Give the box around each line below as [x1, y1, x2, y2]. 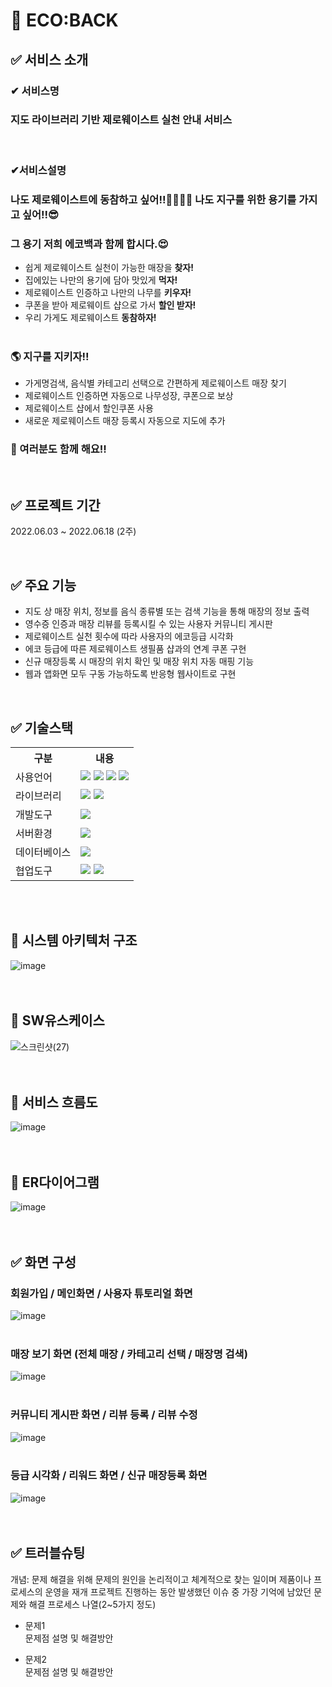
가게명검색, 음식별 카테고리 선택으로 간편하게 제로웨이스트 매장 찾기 [24, 377, 287, 389]
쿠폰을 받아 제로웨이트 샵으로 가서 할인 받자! [24, 299, 197, 311]
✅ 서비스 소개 [10, 51, 89, 68]
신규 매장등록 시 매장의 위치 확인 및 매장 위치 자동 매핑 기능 [24, 655, 255, 668]
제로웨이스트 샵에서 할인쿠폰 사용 [24, 402, 154, 414]
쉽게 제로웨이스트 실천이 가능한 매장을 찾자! [24, 261, 194, 273]
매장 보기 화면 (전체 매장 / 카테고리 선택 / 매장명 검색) [10, 1347, 248, 1361]
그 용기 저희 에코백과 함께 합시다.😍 [10, 237, 169, 251]
